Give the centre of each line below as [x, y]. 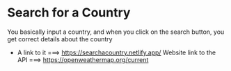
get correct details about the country [60, 39]
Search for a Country [69, 13]
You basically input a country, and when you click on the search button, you [116, 32]
